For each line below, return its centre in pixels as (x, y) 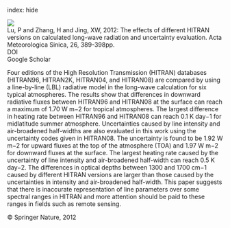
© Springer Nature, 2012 (42, 217)
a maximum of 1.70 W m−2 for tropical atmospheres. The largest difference (113, 109)
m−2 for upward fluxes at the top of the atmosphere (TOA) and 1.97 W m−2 (113, 146)
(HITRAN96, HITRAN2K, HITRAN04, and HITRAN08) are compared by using (114, 80)
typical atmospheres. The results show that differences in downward (104, 94)
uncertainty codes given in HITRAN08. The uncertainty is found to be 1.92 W (115, 138)
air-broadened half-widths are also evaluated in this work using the (102, 131)
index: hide (23, 10)
